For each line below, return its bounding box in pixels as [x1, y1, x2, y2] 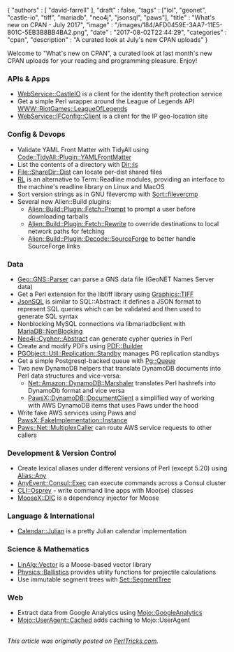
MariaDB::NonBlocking [17, 327, 83, 335]
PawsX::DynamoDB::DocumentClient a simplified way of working [27, 394, 214, 402]
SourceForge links [27, 242, 80, 250]
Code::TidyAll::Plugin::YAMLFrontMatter [17, 153, 131, 161]
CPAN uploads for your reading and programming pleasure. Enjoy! [7, 57, 198, 65]
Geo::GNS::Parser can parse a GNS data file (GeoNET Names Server [17, 275, 214, 283]
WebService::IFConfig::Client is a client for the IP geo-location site [17, 112, 208, 121]
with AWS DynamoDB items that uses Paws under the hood [27, 401, 199, 409]
